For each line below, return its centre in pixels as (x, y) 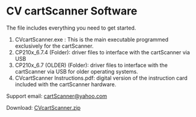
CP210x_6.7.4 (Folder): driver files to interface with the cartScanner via (103, 52)
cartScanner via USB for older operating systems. (76, 71)
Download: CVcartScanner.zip (44, 107)
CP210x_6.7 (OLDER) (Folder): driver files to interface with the (91, 65)
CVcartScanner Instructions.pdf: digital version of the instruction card (101, 78)
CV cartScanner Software (72, 11)
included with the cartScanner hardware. (66, 84)
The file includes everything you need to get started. (71, 28)
